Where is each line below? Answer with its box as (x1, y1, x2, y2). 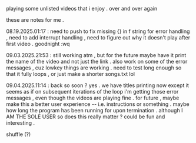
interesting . (6, 119, 35, 126)
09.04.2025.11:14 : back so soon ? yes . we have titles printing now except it (6, 82, 190, 89)
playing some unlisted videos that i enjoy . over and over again (6, 5, 158, 12)
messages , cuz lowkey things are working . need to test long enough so (6, 64, 182, 71)
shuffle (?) (6, 131, 31, 138)
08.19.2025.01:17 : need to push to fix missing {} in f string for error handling (6, 28, 190, 35)
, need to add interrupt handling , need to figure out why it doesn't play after (6, 34, 190, 41)
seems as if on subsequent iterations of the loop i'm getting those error (6, 88, 179, 95)
